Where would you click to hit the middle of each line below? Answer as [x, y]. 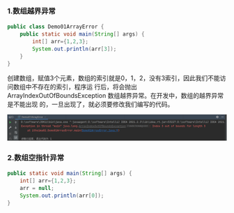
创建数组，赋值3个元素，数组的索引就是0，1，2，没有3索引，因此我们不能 [114, 78]
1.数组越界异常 [31, 10]
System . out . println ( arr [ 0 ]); [62, 196]
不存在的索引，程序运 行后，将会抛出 [84, 87]
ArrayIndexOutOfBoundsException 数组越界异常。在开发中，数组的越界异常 [116, 95]
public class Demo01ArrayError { [56, 27]
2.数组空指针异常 [36, 157]
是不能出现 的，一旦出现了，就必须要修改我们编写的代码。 [91, 104]
